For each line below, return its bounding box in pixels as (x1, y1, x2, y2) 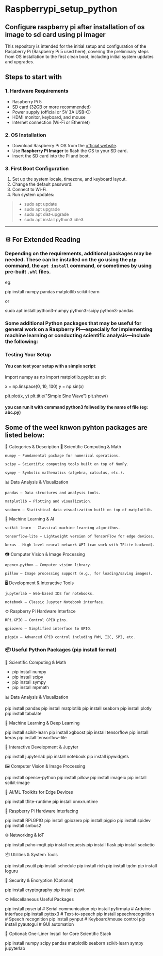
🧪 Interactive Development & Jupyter (5, 744, 79, 750)
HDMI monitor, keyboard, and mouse (12, 114, 86, 120)
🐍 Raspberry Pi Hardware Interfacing (5, 808, 79, 814)
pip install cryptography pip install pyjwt (5, 887, 85, 893)
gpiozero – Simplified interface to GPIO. (5, 626, 92, 631)
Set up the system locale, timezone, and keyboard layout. (12, 176, 127, 182)
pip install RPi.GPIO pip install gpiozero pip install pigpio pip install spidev (5, 817, 151, 823)
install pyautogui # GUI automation (5, 921, 74, 927)
